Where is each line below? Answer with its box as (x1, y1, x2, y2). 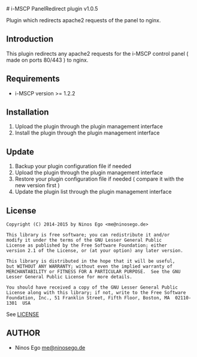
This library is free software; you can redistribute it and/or (6, 232, 170, 238)
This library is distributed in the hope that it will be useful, (6, 258, 175, 265)
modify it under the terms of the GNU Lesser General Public (6, 237, 162, 244)
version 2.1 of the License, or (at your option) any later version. (6, 248, 184, 254)
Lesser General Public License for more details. (6, 274, 133, 280)
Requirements (6, 74, 60, 84)
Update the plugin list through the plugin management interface (14, 188, 172, 196)
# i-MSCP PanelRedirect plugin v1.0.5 (6, 5, 98, 12)
